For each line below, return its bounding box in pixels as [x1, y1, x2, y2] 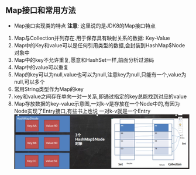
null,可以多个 [13, 78, 45, 85]
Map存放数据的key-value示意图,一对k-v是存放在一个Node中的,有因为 [13, 100, 180, 107]
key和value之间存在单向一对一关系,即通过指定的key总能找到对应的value [13, 93, 187, 100]
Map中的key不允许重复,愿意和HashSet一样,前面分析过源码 [13, 56, 154, 63]
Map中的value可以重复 [13, 64, 69, 71]
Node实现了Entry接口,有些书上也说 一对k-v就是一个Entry [13, 107, 151, 114]
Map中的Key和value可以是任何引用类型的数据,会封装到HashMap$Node [13, 41, 185, 48]
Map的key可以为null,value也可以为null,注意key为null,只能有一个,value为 [13, 71, 187, 78]
